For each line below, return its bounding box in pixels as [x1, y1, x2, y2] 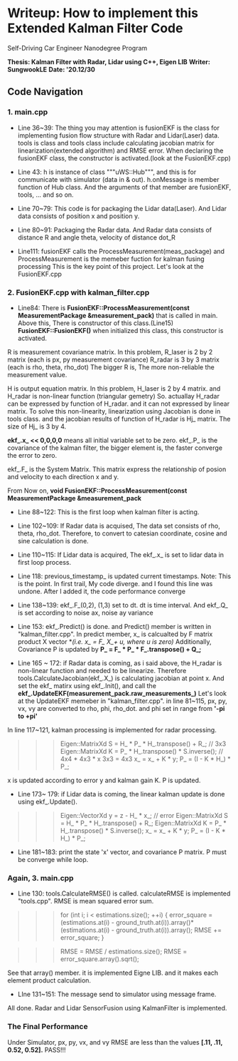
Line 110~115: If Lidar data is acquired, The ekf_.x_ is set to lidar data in [17, 550, 225, 559]
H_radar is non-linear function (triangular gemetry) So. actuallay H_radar [7, 391, 220, 400]
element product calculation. [7, 976, 91, 985]
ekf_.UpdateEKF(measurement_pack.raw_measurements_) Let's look [17, 689, 227, 697]
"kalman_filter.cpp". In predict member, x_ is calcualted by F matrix [17, 630, 213, 638]
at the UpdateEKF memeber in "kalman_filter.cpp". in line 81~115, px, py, [17, 697, 227, 705]
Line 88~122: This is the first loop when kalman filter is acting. [17, 508, 200, 516]
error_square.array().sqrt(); [60, 955, 140, 963]
